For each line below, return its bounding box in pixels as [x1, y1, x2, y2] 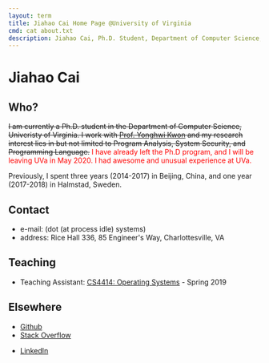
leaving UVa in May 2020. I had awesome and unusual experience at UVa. [8, 155, 252, 165]
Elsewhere [8, 300, 62, 314]
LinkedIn [19, 345, 49, 355]
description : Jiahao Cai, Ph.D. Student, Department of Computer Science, [8, 34, 263, 42]
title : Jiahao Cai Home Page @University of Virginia [8, 19, 192, 27]
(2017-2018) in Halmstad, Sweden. [8, 179, 122, 189]
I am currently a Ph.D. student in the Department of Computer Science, [8, 122, 242, 131]
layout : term [8, 11, 52, 20]
